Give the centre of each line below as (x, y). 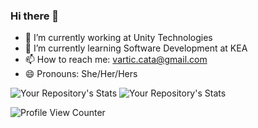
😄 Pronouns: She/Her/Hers (81, 74)
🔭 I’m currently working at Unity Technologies (118, 38)
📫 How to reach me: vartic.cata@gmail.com (116, 60)
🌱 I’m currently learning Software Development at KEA (136, 48)
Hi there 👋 (35, 16)
